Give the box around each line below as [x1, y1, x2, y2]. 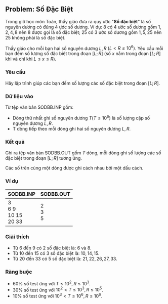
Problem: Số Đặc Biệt [5, 5, 73, 14]
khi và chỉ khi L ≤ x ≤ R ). [5, 56, 57, 62]
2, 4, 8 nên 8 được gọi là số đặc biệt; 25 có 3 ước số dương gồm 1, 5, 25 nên [5, 29, 162, 35]
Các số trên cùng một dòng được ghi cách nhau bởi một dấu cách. [5, 165, 144, 171]
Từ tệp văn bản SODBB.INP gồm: [5, 104, 73, 110]
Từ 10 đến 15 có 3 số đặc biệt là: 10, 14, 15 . [12, 250, 100, 256]
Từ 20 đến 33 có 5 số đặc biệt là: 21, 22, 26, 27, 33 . [12, 255, 117, 262]
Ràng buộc [5, 268, 32, 275]
